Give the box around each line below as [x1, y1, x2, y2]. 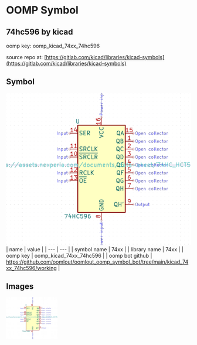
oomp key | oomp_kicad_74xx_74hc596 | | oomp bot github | [6, 252, 152, 259]
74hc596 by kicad [6, 27, 73, 37]
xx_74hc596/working [6, 264, 57, 271]
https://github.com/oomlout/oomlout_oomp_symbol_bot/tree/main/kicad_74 [6, 258, 189, 265]
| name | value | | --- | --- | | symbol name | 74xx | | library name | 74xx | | [6, 245, 184, 252]
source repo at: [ [6, 54, 46, 60]
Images [6, 282, 34, 291]
